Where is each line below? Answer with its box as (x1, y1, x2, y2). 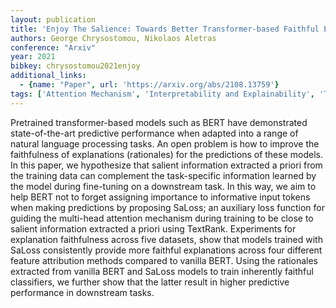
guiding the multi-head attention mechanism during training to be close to (10, 212, 314, 224)
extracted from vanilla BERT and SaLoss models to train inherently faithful (10, 265, 314, 277)
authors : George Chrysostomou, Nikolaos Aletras (10, 33, 217, 43)
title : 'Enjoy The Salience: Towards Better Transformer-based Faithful (10, 24, 320, 34)
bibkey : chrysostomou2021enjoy (10, 61, 141, 71)
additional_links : (10, 71, 87, 81)
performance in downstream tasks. (10, 286, 155, 298)
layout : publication (10, 14, 97, 25)
